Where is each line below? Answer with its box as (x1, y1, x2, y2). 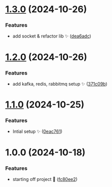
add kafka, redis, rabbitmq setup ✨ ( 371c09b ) (12, 81, 107, 87)
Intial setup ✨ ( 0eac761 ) (12, 128, 63, 135)
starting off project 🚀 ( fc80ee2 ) (12, 176, 78, 182)
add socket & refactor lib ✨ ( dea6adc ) (12, 33, 92, 39)
